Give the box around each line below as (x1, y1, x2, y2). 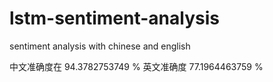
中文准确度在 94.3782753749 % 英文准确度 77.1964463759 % (9, 60, 264, 72)
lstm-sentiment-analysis (9, 7, 220, 30)
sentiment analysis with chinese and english (9, 40, 191, 52)
